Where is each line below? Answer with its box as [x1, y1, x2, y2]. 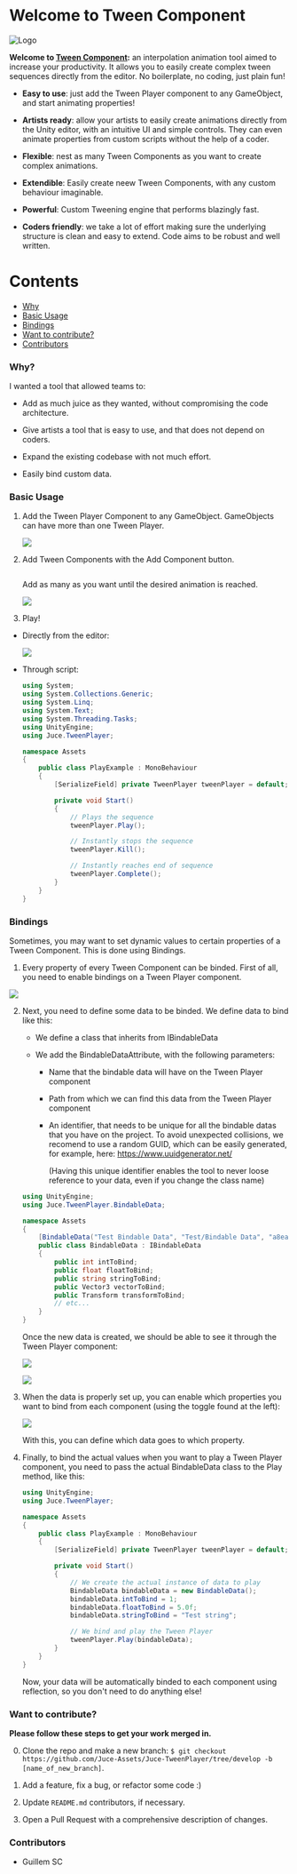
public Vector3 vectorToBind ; [54, 1282, 166, 1291]
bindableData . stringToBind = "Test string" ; [69, 1611, 238, 1620]
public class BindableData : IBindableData [38, 1241, 201, 1250]
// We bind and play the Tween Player [69, 1627, 214, 1636]
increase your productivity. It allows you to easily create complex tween [9, 61, 271, 72]
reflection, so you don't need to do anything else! [21, 1686, 202, 1696]
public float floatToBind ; [54, 1265, 154, 1275]
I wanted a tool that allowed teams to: [9, 381, 146, 392]
